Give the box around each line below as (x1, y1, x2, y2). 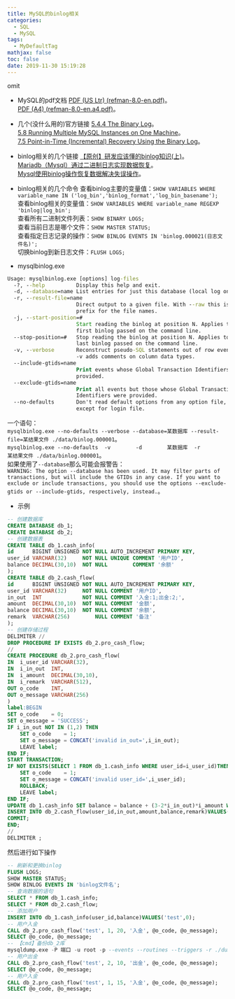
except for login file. (76, 405, 145, 413)
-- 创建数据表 (7, 535, 43, 542)
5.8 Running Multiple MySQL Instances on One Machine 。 (17, 128, 185, 136)
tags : (7, 36, 23, 43)
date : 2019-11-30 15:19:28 (7, 62, 86, 69)
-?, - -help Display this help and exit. (13, 281, 161, 289)
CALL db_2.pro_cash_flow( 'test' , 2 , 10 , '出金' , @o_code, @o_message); (7, 959, 219, 966)
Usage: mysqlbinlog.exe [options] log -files (7, 275, 139, 282)
